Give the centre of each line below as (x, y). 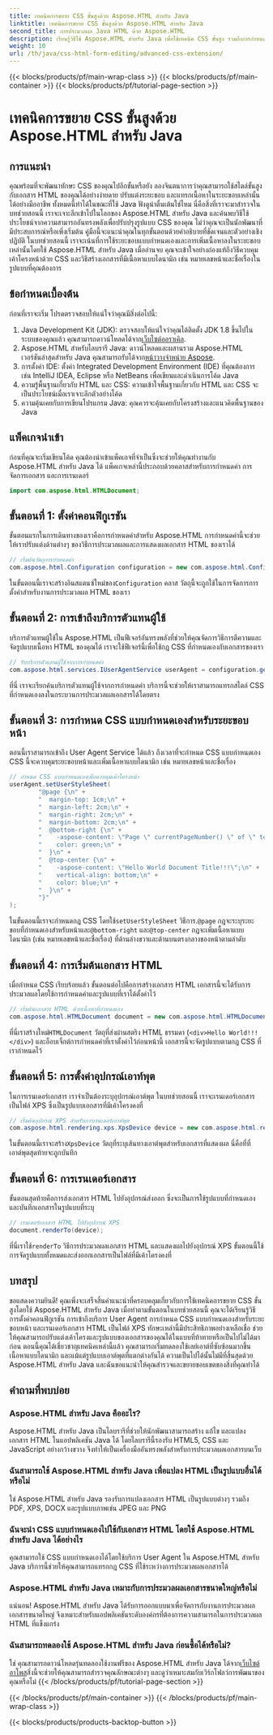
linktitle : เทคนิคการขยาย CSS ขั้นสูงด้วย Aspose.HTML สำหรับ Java (106, 24)
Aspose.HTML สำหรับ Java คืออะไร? (75, 1413)
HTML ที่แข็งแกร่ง (34, 1624)
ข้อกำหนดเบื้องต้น (44, 294)
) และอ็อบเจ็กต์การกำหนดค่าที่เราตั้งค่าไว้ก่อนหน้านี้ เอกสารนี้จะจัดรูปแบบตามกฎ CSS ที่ (146, 1041)
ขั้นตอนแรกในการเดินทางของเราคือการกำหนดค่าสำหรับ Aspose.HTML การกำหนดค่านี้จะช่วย (134, 536)
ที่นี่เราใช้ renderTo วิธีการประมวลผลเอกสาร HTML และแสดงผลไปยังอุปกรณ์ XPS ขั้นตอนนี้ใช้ (136, 1246)
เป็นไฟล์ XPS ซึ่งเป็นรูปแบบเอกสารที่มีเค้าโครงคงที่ (76, 1105)
